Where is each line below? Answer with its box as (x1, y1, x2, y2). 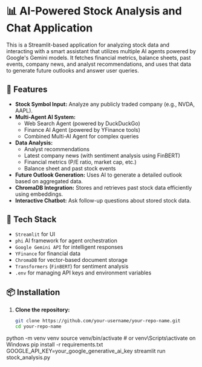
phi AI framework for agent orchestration (15, 236, 118, 244)
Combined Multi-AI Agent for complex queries (24, 132, 139, 140)
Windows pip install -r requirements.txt (6, 341, 103, 348)
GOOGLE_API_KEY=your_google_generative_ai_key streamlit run (6, 348, 166, 355)
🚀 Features (6, 85, 48, 95)
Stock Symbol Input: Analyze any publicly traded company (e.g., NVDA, (15, 100, 195, 108)
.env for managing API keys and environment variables (15, 269, 152, 276)
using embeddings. (15, 190, 64, 198)
